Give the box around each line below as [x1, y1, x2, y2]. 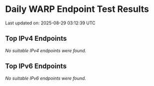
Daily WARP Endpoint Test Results [5, 3, 149, 15]
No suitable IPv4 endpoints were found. [5, 47, 86, 53]
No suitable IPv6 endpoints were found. [5, 75, 86, 81]
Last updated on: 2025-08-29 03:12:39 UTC [5, 20, 96, 26]
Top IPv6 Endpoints [5, 62, 67, 71]
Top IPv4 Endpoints [5, 34, 67, 43]
